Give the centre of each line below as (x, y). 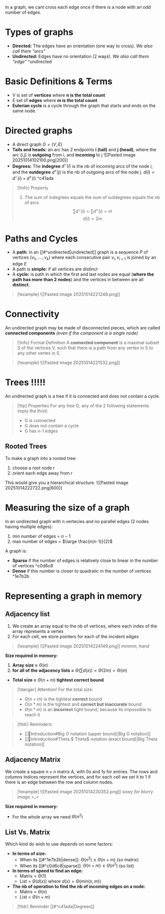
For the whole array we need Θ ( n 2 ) (48, 816)
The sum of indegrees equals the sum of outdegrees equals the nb (92, 197)
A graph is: (16, 551)
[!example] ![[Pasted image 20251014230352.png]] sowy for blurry (85, 791)
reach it (32, 715)
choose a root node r (33, 468)
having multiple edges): (29, 526)
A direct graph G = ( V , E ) (37, 144)
